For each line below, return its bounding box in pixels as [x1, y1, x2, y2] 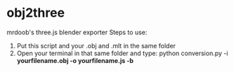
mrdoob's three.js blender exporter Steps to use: [6, 28, 148, 36]
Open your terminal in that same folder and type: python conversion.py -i [16, 49, 228, 57]
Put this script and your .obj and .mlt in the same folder [16, 41, 176, 50]
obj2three [6, 5, 65, 21]
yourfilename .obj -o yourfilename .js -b [16, 56, 134, 64]
